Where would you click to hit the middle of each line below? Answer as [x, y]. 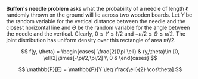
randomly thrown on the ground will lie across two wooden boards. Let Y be [99, 15]
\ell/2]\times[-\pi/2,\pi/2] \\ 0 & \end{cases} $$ [100, 58]
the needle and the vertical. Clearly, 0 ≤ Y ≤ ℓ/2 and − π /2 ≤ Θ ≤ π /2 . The [96, 34]
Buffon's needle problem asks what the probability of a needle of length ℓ [97, 9]
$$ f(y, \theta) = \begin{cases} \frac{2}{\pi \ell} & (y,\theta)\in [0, [100, 52]
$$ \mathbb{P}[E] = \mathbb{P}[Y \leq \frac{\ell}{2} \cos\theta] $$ [100, 69]
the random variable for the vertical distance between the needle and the [96, 21]
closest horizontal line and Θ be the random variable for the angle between [98, 27]
